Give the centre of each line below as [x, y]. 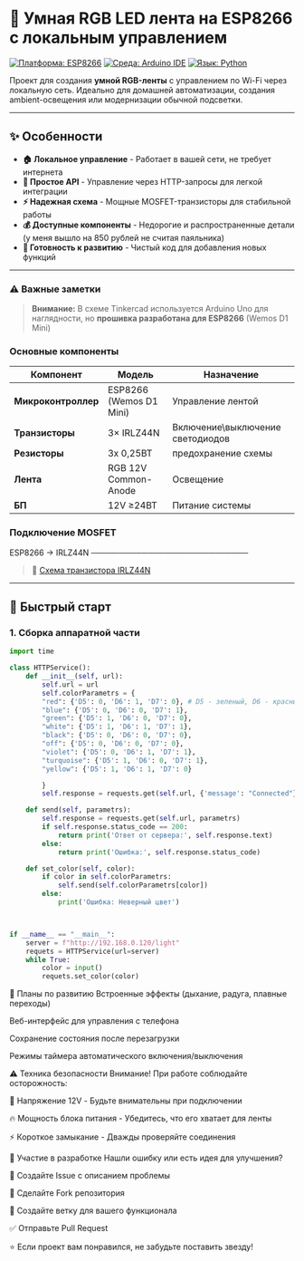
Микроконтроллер [57, 401]
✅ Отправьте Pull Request [59, 1228]
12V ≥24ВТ [133, 505]
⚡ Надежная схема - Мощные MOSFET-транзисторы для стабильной [157, 201]
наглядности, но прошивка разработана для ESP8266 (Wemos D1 [160, 318]
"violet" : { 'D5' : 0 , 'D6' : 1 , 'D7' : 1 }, [119, 752]
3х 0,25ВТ [130, 454]
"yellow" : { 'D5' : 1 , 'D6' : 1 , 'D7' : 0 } [117, 769]
